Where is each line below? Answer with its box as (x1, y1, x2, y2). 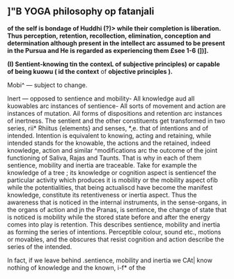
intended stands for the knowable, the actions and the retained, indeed (7, 139, 211, 147)
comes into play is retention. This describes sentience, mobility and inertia (7, 220, 221, 229)
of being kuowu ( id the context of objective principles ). (7, 67, 173, 75)
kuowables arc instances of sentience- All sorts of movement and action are (7, 101, 226, 110)
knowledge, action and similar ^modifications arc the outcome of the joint (7, 146, 218, 154)
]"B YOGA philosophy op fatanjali (7, 6, 155, 17)
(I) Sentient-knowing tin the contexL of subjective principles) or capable (7, 59, 221, 68)
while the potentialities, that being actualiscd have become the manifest (7, 183, 213, 191)
